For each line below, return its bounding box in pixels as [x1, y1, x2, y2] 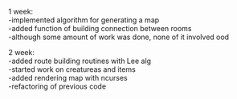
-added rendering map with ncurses [8, 73, 128, 82]
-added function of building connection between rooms [8, 24, 192, 33]
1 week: [8, 7, 34, 16]
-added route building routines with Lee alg [8, 56, 151, 65]
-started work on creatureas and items [8, 65, 137, 74]
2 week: [8, 48, 35, 57]
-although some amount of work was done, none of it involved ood [8, 32, 230, 42]
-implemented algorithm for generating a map [8, 15, 160, 25]
